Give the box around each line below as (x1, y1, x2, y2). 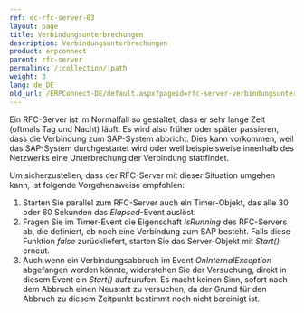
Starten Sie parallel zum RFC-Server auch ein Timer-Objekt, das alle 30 (22, 196, 289, 208)
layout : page (9, 22, 59, 31)
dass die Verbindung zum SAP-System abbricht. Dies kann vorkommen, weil (9, 133, 294, 144)
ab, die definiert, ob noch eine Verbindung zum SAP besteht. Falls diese (22, 225, 291, 236)
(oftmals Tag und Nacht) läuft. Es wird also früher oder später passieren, (9, 123, 280, 134)
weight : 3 (9, 72, 47, 81)
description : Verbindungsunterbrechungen (9, 38, 168, 48)
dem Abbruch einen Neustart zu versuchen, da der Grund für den (22, 283, 267, 294)
